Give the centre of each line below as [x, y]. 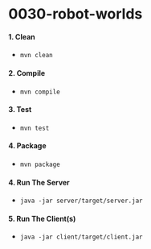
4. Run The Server [39, 182]
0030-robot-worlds [75, 14]
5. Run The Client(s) [42, 218]
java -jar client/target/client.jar [81, 237]
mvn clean [37, 56]
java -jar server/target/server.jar [81, 201]
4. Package [27, 146]
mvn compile [40, 92]
